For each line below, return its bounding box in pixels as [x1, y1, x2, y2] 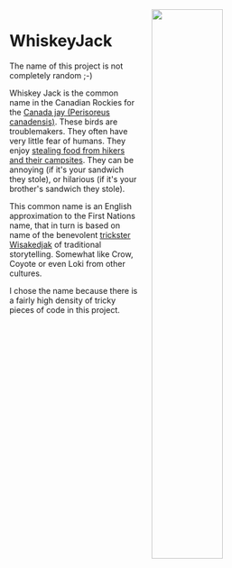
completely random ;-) [9, 69, 93, 80]
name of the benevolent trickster [9, 229, 131, 240]
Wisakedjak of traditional [9, 239, 102, 250]
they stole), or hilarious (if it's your [9, 173, 137, 184]
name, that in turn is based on [9, 220, 120, 231]
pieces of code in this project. [9, 304, 120, 315]
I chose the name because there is [9, 285, 138, 296]
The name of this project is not [9, 60, 124, 71]
